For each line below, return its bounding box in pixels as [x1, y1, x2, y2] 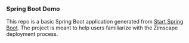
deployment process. [6, 31, 58, 38]
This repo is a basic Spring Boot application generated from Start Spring [6, 18, 184, 25]
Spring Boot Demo [6, 5, 60, 13]
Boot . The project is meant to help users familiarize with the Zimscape [6, 24, 178, 31]
